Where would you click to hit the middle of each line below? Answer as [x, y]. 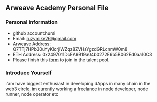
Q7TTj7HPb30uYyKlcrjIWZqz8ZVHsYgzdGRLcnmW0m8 [70, 49]
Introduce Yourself [28, 73]
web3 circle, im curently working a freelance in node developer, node [77, 89]
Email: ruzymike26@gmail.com [44, 38]
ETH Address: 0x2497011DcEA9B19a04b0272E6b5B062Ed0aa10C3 [82, 54]
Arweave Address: [32, 44]
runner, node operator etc [32, 94]
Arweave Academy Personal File [57, 8]
